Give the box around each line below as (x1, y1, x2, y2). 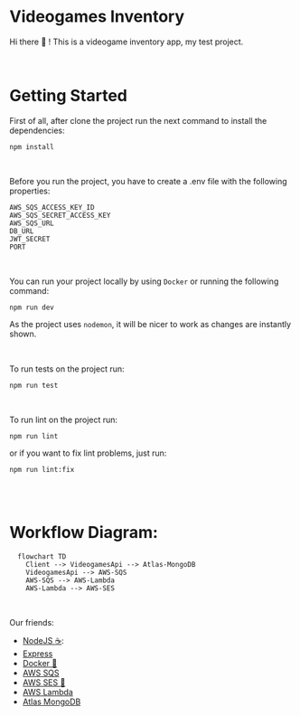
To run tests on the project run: (9, 363, 125, 374)
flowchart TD (17, 551, 67, 561)
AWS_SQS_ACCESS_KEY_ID (9, 203, 95, 212)
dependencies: (9, 125, 65, 136)
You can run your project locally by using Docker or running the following (9, 276, 279, 287)
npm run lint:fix (9, 465, 75, 474)
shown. (9, 328, 37, 339)
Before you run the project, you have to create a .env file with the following (9, 175, 287, 186)
